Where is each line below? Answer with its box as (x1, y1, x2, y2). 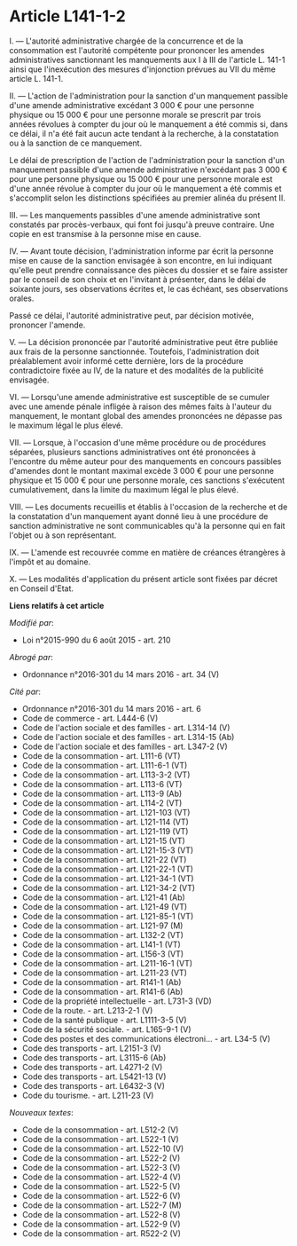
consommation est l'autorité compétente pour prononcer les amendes (9, 44, 265, 55)
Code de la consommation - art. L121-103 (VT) (21, 807, 191, 817)
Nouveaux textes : (9, 1107, 74, 1117)
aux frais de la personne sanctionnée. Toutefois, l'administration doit (9, 346, 260, 357)
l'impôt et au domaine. (9, 556, 91, 567)
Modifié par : (9, 617, 55, 627)
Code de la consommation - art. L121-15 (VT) (21, 835, 186, 846)
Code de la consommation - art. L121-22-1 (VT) (21, 864, 193, 874)
